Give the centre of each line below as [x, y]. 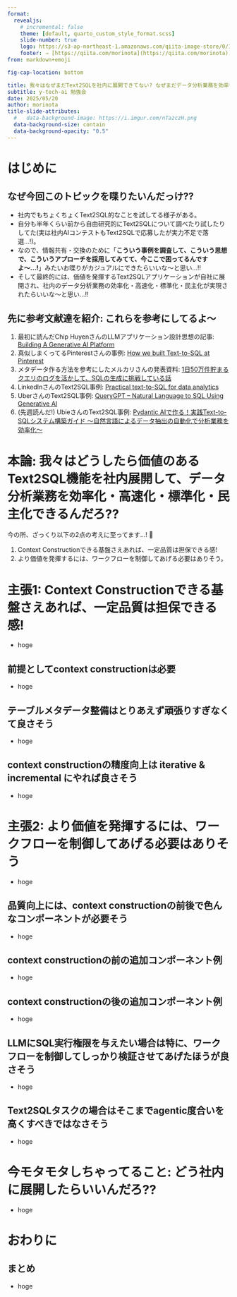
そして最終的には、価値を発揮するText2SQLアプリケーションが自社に [118, 277]
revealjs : [28, 20]
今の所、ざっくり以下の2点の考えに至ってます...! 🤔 [80, 535]
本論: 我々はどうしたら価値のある [103, 461]
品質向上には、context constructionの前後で [106, 906]
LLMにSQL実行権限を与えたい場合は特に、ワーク [114, 1043]
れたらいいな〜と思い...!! [53, 294]
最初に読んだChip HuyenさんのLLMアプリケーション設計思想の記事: [116, 337]
